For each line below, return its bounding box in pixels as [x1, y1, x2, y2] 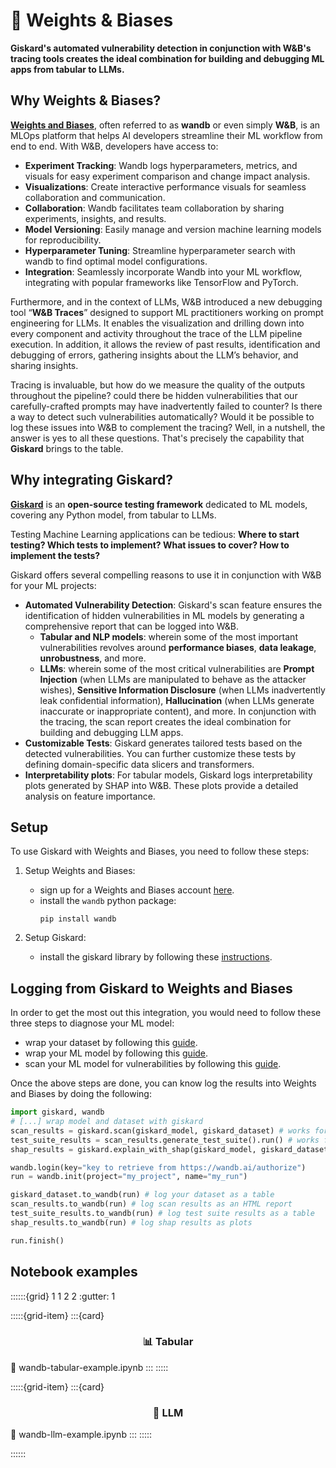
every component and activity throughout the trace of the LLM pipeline [10, 327, 303, 339]
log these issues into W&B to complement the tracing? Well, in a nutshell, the [10, 421, 326, 433]
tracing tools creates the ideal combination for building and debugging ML [10, 52, 325, 64]
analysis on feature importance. [24, 790, 156, 802]
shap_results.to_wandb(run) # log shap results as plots [10, 1217, 253, 1228]
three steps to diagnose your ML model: [10, 1017, 175, 1029]
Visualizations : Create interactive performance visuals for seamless [24, 180, 307, 193]
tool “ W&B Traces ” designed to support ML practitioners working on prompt [10, 306, 324, 318]
